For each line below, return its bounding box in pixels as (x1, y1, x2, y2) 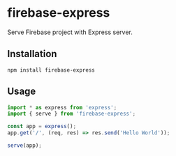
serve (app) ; (7, 142, 42, 149)
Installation (7, 48, 57, 60)
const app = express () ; (7, 123, 77, 130)
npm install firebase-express (7, 66, 96, 74)
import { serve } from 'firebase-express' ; (7, 110, 136, 118)
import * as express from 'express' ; (7, 104, 117, 111)
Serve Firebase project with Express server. (7, 28, 133, 36)
